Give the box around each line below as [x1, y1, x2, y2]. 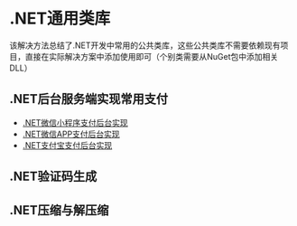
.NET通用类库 [9, 8, 111, 29]
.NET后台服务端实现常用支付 [9, 91, 169, 107]
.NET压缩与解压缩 [9, 202, 109, 218]
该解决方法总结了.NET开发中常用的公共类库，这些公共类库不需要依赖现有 [9, 40, 282, 51]
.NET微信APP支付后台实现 [22, 128, 120, 139]
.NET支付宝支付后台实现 [22, 139, 113, 150]
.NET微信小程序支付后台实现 [22, 117, 128, 127]
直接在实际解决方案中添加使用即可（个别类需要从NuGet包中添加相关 [24, 51, 279, 61]
